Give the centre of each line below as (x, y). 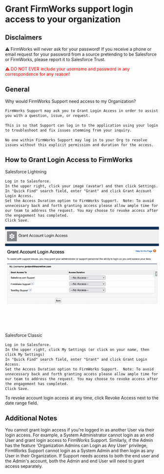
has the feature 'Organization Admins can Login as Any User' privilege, (76, 446)
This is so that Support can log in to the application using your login (82, 125)
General (18, 90)
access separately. (24, 466)
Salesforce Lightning (26, 171)
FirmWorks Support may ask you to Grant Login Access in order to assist (82, 111)
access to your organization (63, 19)
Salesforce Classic (24, 335)
